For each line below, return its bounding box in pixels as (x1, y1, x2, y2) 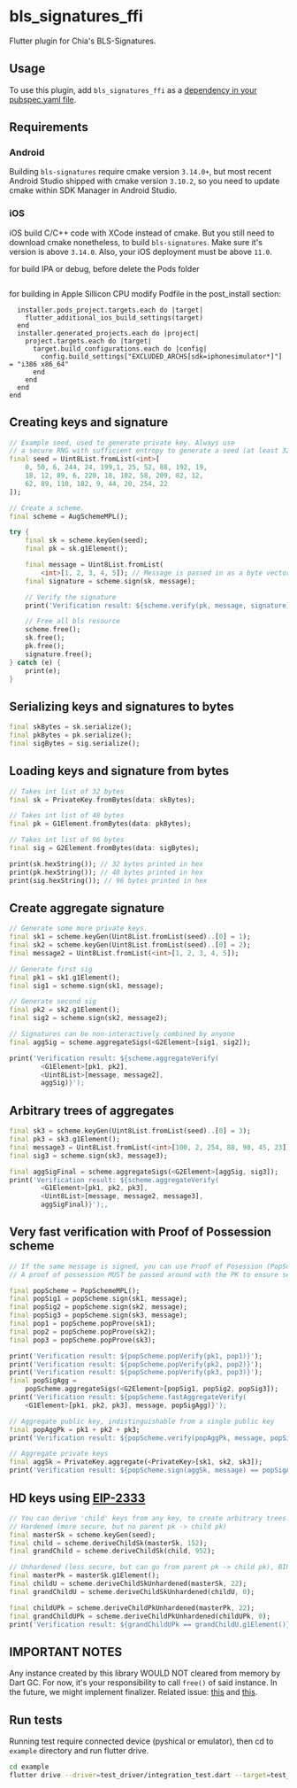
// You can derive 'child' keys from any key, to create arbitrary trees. (9, 1513, 291, 1522)
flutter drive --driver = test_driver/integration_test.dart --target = (9, 1770, 271, 1779)
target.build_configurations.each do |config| (32, 344, 208, 353)
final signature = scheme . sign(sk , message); (25, 577, 196, 585)
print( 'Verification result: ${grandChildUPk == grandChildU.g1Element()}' (9, 1620, 294, 1629)
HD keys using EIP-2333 (9, 1490, 146, 1505)
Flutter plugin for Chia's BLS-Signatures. (9, 35, 156, 46)
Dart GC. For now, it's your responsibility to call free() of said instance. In (9, 1677, 278, 1688)
